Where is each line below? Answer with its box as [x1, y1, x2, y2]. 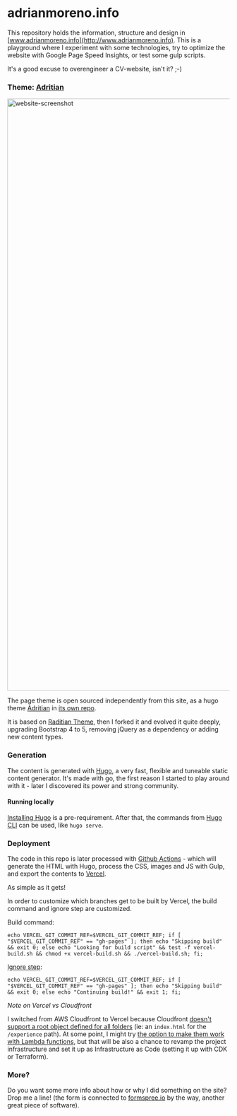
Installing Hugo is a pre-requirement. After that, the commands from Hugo [7, 813, 222, 821]
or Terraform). [7, 1052, 49, 1061]
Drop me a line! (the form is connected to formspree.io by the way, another [7, 1093, 225, 1102]
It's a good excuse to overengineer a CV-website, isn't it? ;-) [7, 64, 182, 73]
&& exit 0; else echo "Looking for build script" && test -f [7, 944, 191, 951]
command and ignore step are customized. [7, 905, 132, 913]
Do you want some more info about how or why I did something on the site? [7, 1086, 227, 1095]
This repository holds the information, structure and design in [7, 28, 186, 37]
